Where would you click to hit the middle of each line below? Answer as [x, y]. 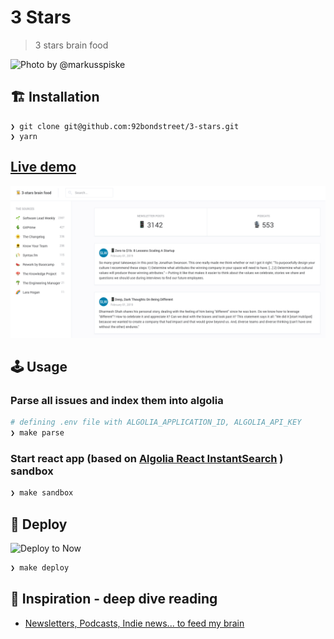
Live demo [43, 167]
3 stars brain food [71, 45]
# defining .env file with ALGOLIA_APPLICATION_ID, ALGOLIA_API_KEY [156, 422]
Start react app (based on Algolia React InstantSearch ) [147, 459]
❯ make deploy [40, 568]
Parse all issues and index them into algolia [117, 401]
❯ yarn [24, 136]
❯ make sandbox [42, 493]
